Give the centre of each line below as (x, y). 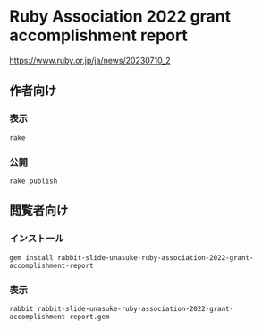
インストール (37, 239)
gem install (31, 257)
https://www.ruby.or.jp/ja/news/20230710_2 (90, 60)
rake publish (34, 181)
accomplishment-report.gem (59, 317)
